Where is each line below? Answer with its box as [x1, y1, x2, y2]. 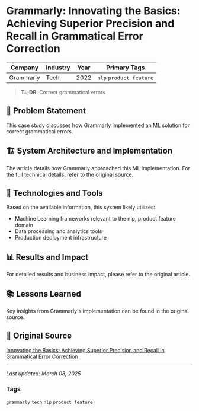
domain [14, 221, 34, 229]
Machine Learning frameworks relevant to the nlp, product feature [14, 215, 176, 222]
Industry [46, 63, 70, 72]
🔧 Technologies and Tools [6, 188, 103, 198]
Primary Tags [106, 63, 145, 72]
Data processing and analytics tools [14, 228, 102, 235]
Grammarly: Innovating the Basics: [6, 4, 181, 18]
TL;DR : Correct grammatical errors [20, 88, 106, 95]
